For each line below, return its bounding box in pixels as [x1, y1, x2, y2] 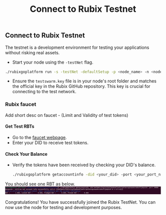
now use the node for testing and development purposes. [5, 205, 122, 211]
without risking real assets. [5, 49, 60, 55]
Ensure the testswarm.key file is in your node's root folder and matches [12, 78, 157, 84]
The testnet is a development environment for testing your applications [5, 44, 150, 50]
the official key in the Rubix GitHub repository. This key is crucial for [12, 83, 151, 89]
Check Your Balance [5, 151, 48, 157]
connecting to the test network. [12, 89, 77, 95]
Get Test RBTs [5, 123, 35, 129]
